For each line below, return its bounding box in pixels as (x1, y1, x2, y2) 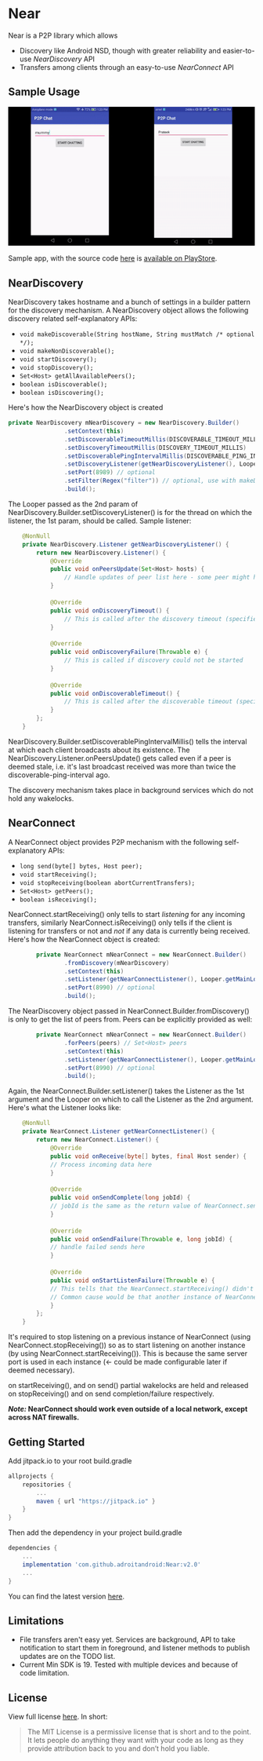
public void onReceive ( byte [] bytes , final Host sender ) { (49, 1152, 247, 1160)
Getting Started (8, 1435, 85, 1449)
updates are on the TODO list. (19, 1652, 116, 1661)
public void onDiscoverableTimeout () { (49, 689, 180, 697)
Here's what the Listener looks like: (8, 1103, 121, 1112)
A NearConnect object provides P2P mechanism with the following (8, 837, 223, 846)
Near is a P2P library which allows (8, 31, 118, 40)
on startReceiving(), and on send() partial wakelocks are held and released (8, 1381, 249, 1390)
